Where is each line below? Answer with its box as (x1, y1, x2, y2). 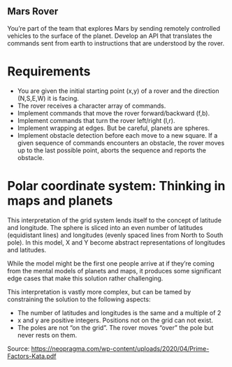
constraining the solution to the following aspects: (7, 295, 151, 303)
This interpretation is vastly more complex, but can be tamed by (7, 287, 191, 296)
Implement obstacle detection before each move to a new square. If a (17, 131, 218, 139)
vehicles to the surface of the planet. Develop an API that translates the (7, 31, 212, 40)
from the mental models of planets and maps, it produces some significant (7, 266, 222, 275)
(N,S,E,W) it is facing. (17, 94, 79, 102)
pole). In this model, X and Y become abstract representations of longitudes (7, 238, 226, 247)
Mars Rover (7, 6, 59, 17)
